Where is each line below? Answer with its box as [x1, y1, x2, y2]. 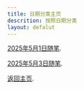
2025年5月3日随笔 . [7, 59, 64, 68]
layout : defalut [7, 23, 55, 31]
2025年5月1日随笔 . [7, 44, 62, 53]
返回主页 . [7, 74, 35, 83]
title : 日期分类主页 [7, 10, 61, 18]
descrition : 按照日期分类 [7, 17, 78, 24]
